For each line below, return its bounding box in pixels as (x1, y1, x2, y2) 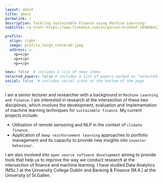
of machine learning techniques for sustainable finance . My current (5, 107, 142, 113)
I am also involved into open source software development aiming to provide (5, 152, 156, 157)
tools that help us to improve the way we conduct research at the (5, 157, 135, 163)
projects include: (5, 112, 39, 118)
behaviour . (12, 142, 33, 148)
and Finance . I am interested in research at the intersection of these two (5, 97, 148, 103)
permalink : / (5, 16, 32, 21)
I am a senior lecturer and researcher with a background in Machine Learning (5, 91, 158, 97)
